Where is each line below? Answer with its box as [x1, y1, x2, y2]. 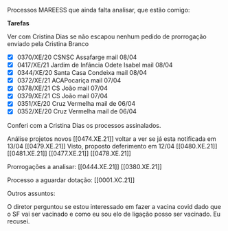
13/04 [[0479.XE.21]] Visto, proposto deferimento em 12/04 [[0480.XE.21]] [7, 142, 218, 150]
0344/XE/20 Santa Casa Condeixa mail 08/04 [16, 69, 148, 77]
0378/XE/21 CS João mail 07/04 [16, 84, 108, 92]
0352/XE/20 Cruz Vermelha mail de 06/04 [16, 107, 137, 115]
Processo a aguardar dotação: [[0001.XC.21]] [7, 175, 135, 184]
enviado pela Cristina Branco [7, 40, 89, 47]
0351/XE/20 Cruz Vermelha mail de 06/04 [16, 100, 136, 108]
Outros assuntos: [7, 189, 56, 197]
